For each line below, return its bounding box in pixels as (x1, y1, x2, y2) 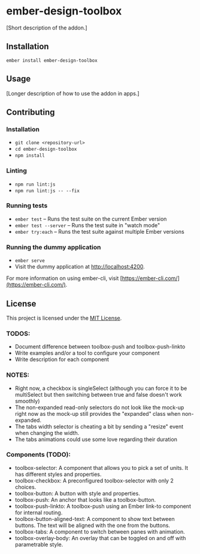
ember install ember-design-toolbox (6, 57, 98, 64)
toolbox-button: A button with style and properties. (14, 490, 141, 497)
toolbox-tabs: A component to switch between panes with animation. (14, 528, 185, 535)
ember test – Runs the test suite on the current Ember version (14, 215, 167, 222)
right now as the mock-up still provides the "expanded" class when (14, 410, 181, 417)
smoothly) (14, 397, 40, 404)
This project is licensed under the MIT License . (6, 314, 122, 321)
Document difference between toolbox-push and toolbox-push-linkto (14, 343, 186, 350)
